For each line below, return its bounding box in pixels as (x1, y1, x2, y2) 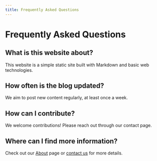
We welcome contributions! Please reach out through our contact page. (5, 123, 152, 129)
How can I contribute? (5, 109, 75, 118)
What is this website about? (5, 48, 93, 57)
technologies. (5, 67, 33, 73)
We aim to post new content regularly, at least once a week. (5, 95, 128, 101)
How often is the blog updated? (5, 82, 105, 90)
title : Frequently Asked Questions (5, 7, 79, 12)
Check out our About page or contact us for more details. (5, 150, 123, 156)
